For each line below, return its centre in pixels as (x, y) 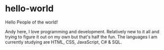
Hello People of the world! (32, 22)
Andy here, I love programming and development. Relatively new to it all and (82, 31)
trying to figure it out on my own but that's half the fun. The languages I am (81, 37)
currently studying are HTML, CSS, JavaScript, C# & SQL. (64, 42)
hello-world (30, 9)
